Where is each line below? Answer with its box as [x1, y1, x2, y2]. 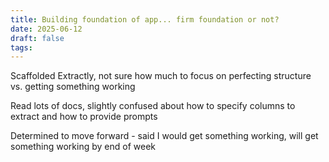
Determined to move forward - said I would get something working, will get [10, 130, 319, 142]
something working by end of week [10, 141, 156, 153]
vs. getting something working [10, 81, 136, 93]
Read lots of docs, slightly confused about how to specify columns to [10, 100, 296, 112]
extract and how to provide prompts [10, 111, 158, 123]
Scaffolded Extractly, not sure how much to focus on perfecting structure [10, 70, 312, 82]
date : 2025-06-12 [10, 24, 83, 34]
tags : [10, 42, 33, 53]
